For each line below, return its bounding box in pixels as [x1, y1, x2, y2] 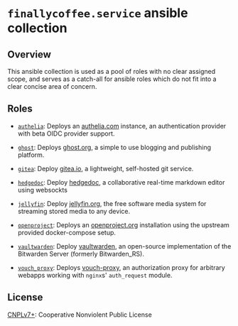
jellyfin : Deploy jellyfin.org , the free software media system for [17, 199, 207, 207]
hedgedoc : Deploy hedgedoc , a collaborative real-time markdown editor [17, 178, 225, 186]
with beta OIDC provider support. [17, 129, 115, 138]
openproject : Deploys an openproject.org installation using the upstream [17, 220, 229, 229]
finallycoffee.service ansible [7, 5, 188, 21]
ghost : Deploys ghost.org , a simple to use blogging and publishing [17, 143, 212, 151]
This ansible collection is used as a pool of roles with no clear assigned [7, 67, 216, 75]
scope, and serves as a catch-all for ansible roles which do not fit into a [7, 75, 217, 83]
